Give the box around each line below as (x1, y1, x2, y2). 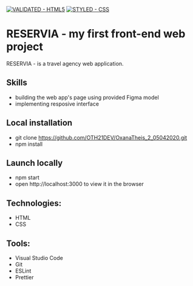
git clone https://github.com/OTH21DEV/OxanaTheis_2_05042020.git (15, 134, 188, 141)
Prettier (15, 274, 34, 281)
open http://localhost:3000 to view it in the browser (15, 180, 144, 188)
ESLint (15, 267, 32, 274)
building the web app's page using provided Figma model (15, 94, 159, 101)
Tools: (6, 238, 30, 248)
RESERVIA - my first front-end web (6, 27, 186, 41)
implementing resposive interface (15, 100, 99, 107)
